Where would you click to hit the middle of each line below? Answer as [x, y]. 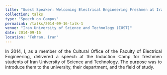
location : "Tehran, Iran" [32, 37]
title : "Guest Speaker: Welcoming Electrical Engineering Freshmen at [80, 10]
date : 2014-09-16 [23, 33]
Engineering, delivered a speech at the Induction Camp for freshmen [83, 56]
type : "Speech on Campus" [32, 19]
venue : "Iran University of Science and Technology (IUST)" [69, 28]
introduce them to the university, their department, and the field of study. [80, 67]
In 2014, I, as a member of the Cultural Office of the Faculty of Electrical [83, 51]
